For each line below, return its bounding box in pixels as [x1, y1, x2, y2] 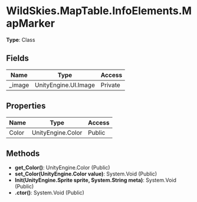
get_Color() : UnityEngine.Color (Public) [14, 164, 110, 171]
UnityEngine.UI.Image [34, 81, 96, 89]
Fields [6, 53, 29, 63]
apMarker [6, 17, 55, 30]
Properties [6, 101, 46, 111]
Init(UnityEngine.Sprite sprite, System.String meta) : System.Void [14, 177, 177, 184]
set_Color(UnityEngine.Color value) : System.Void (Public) [14, 170, 157, 178]
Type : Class [6, 36, 35, 43]
